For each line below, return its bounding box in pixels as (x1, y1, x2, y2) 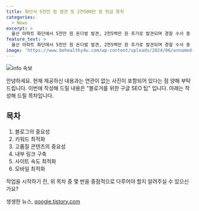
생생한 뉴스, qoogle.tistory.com (6, 197, 81, 205)
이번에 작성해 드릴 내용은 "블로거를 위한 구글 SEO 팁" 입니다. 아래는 (28, 84, 184, 92)
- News (11, 20, 28, 26)
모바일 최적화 (14, 165, 46, 172)
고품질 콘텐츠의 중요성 (14, 143, 66, 150)
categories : (6, 14, 36, 20)
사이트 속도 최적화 (14, 158, 56, 165)
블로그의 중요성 (14, 128, 50, 135)
